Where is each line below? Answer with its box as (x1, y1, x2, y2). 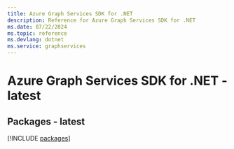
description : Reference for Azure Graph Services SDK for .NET (7, 17, 196, 24)
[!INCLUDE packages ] (7, 134, 71, 142)
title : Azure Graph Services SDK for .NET (7, 10, 133, 17)
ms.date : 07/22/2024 (7, 23, 68, 30)
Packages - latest (7, 115, 85, 127)
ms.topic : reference (7, 29, 68, 37)
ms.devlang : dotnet (7, 36, 64, 43)
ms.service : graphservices (7, 43, 86, 50)
